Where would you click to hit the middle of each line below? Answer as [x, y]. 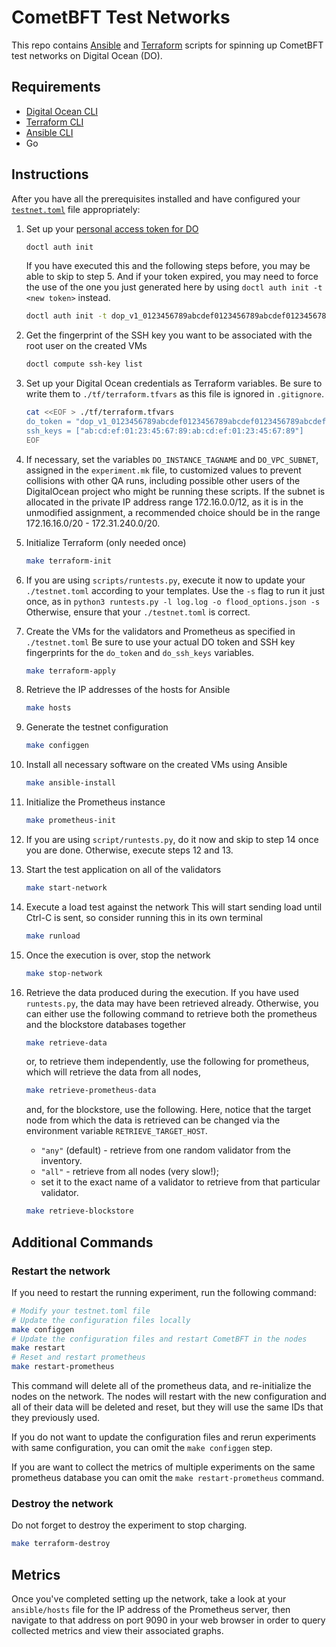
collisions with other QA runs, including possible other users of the [163, 480]
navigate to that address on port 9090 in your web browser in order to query [168, 1620]
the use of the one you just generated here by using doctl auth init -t [174, 287]
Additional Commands [82, 1242]
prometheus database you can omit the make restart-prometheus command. [168, 1477]
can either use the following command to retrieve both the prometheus [171, 1013]
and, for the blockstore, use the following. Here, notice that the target [168, 1110]
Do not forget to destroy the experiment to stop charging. [129, 1525]
